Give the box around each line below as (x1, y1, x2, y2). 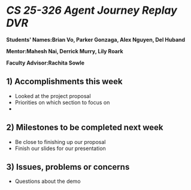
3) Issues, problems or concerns (6, 162, 130, 172)
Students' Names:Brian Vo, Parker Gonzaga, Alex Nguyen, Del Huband (6, 36, 186, 43)
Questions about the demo (14, 177, 81, 185)
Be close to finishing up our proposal (14, 138, 106, 145)
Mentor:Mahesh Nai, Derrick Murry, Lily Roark (6, 47, 124, 54)
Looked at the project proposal (14, 92, 91, 99)
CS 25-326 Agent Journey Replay (6, 4, 178, 17)
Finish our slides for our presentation (14, 145, 106, 152)
